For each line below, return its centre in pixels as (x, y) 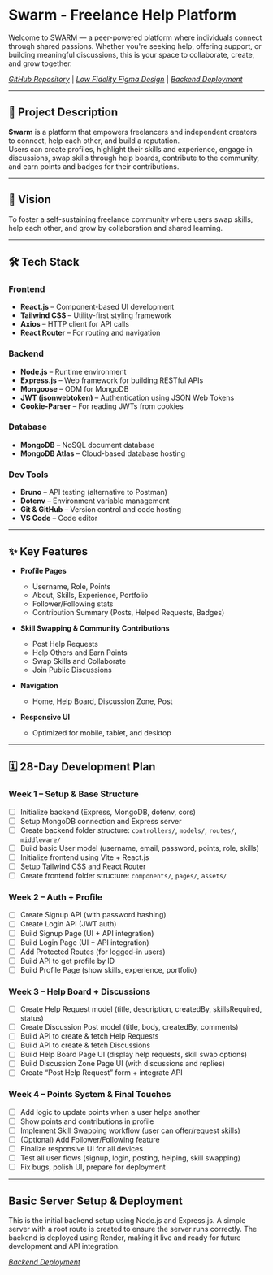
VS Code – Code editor (59, 518)
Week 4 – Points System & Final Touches (90, 1095)
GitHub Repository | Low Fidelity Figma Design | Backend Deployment (126, 79)
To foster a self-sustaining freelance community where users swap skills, (131, 219)
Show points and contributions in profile (87, 1121)
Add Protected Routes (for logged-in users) (93, 952)
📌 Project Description (63, 113)
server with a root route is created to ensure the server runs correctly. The (133, 1229)
